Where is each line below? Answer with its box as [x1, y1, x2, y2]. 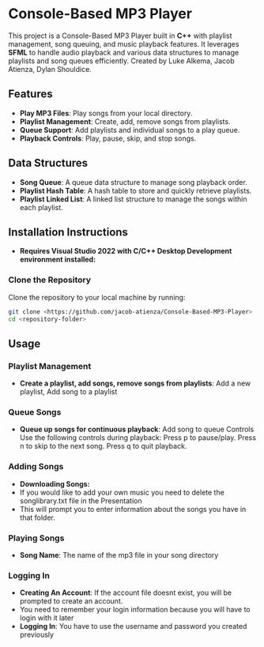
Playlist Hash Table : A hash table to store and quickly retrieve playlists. [19, 186, 252, 195]
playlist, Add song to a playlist [19, 387, 118, 397]
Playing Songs [8, 532, 65, 544]
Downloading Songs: [19, 479, 90, 488]
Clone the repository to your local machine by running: [8, 292, 186, 302]
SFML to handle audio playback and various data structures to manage [8, 47, 239, 57]
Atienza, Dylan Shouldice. [8, 64, 92, 73]
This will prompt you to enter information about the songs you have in [19, 504, 247, 513]
